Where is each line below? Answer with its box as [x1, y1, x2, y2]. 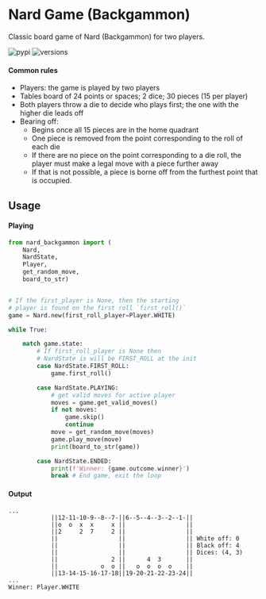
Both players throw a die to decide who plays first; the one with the [19, 100, 240, 109]
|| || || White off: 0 [50, 534, 240, 543]
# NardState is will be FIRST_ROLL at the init [37, 355, 197, 363]
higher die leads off [19, 109, 84, 118]
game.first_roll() [50, 369, 112, 378]
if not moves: [50, 406, 98, 414]
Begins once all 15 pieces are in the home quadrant [31, 125, 199, 135]
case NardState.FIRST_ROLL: [37, 363, 129, 371]
